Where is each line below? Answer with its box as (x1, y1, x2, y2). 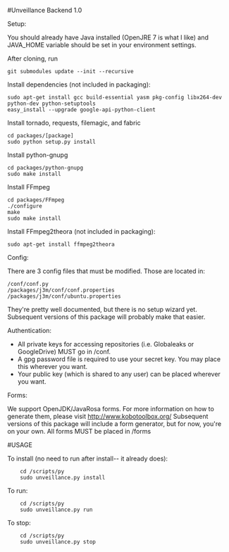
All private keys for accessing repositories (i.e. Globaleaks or (17, 340, 194, 348)
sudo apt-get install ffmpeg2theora (7, 241, 115, 248)
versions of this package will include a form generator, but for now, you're (7, 420, 222, 428)
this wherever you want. (17, 363, 88, 370)
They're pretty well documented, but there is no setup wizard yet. (7, 306, 197, 313)
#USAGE (7, 441, 33, 449)
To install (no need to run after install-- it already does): (7, 454, 168, 463)
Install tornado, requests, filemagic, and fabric (7, 119, 141, 127)
